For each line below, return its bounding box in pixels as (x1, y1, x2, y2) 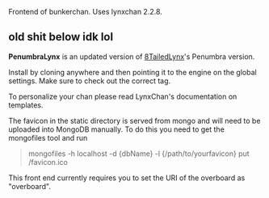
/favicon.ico (27, 157, 69, 166)
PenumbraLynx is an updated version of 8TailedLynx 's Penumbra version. (8, 52, 255, 61)
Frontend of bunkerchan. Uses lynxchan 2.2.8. (8, 7, 163, 16)
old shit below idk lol (8, 30, 114, 44)
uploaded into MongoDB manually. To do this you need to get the (8, 124, 225, 134)
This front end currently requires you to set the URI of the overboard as (8, 173, 246, 183)
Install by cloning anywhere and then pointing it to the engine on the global (8, 67, 257, 77)
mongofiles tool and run (8, 133, 88, 142)
